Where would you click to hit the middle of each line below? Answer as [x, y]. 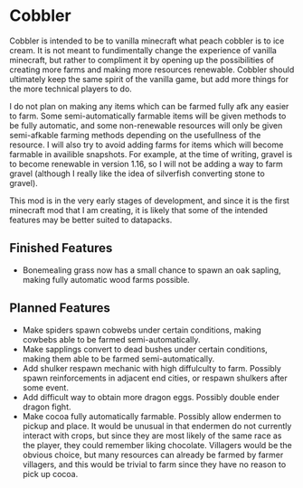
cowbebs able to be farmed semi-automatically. [111, 339]
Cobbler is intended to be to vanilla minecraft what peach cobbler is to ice [147, 41]
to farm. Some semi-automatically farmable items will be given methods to [148, 116]
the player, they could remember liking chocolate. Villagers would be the [157, 445]
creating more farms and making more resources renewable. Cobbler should [152, 70]
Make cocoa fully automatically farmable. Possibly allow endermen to [152, 416]
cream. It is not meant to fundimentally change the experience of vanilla [143, 50]
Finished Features [61, 248]
